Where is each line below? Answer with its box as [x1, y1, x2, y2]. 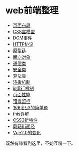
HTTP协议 [12, 41, 34, 47]
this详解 [12, 111, 29, 117]
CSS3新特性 [12, 117, 38, 123]
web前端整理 [5, 5, 59, 16]
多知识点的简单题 [12, 104, 48, 110]
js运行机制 [12, 85, 34, 91]
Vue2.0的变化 [12, 129, 41, 135]
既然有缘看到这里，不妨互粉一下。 [5, 140, 76, 146]
